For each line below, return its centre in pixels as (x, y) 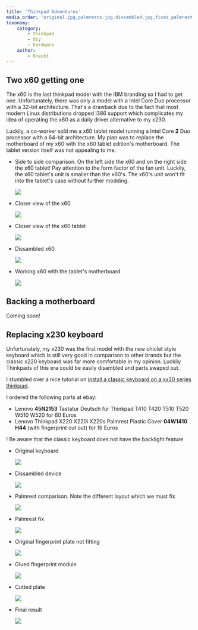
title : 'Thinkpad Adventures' (44, 12)
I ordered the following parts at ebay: (51, 397)
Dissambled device (38, 473)
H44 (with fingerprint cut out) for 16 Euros (66, 428)
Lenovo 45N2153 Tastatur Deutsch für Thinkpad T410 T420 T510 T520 (102, 409)
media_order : (22, 17)
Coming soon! (23, 316)
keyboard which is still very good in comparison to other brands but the (94, 355)
